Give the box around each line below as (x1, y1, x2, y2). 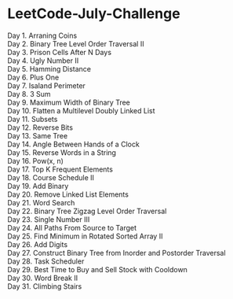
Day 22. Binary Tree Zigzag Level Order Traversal (7, 206, 167, 216)
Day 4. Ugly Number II (7, 56, 79, 65)
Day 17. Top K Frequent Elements (7, 164, 113, 174)
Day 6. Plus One (7, 72, 60, 82)
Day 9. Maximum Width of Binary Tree (7, 98, 131, 107)
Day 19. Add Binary (7, 181, 69, 190)
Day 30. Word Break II (7, 273, 78, 282)
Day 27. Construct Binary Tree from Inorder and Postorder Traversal (7, 248, 226, 257)
